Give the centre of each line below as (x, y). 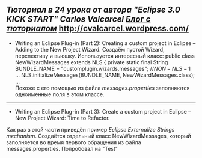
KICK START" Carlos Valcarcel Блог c (78, 20)
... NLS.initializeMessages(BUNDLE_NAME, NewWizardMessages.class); (105, 75)
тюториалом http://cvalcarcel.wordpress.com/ (98, 29)
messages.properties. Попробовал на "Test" (62, 148)
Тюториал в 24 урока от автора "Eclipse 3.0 (93, 10)
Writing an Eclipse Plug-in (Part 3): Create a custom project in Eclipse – (103, 111)
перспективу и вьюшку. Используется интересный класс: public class (105, 56)
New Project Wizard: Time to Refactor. (62, 118)
